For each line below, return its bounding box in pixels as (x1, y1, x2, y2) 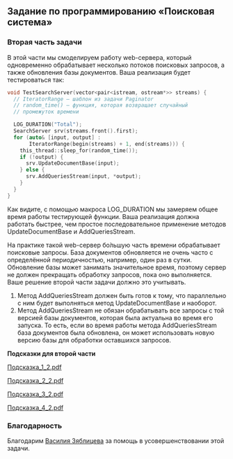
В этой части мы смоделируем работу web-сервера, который (7, 53, 192, 61)
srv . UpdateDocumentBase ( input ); (25, 160, 120, 167)
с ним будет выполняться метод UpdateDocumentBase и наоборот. (17, 299, 217, 307)
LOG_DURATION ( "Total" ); (13, 121, 82, 128)
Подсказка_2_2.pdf (7, 376, 64, 384)
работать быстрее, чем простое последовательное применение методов (7, 220, 227, 228)
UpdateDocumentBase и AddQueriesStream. (7, 227, 136, 236)
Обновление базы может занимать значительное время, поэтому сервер (7, 263, 227, 271)
